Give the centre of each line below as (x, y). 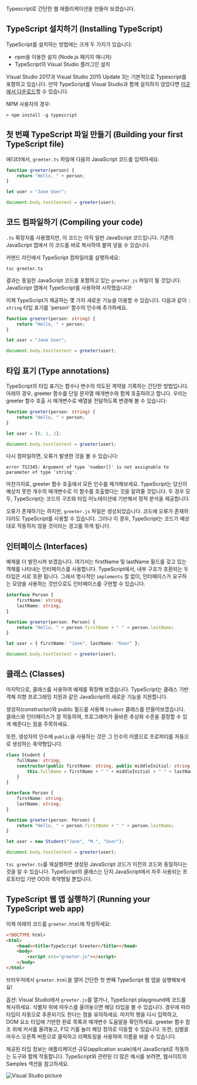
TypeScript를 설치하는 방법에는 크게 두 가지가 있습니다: (69, 44)
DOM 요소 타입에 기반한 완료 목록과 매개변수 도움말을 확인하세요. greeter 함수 (95, 1021)
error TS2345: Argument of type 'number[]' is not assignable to (87, 467)
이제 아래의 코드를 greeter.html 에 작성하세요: (59, 924)
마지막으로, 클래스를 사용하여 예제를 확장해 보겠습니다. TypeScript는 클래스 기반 (97, 689)
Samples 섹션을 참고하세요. (38, 1064)
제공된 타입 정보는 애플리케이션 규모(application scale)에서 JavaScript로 (90, 1049)
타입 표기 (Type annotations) (58, 371)
